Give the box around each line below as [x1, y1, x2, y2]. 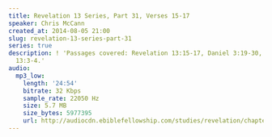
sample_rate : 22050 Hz [23, 94, 100, 102]
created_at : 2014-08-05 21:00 [8, 27, 111, 35]
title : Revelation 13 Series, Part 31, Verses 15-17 [8, 11, 190, 20]
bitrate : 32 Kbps [23, 86, 82, 95]
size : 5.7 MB [23, 102, 67, 110]
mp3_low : [15, 72, 45, 80]
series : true [8, 42, 53, 50]
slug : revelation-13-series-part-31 [8, 34, 132, 43]
